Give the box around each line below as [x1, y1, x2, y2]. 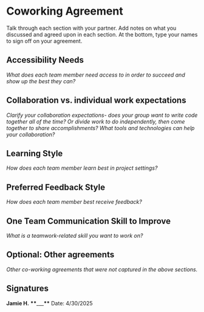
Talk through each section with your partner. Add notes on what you [6, 24, 177, 32]
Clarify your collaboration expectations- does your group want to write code [6, 111, 198, 119]
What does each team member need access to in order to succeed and [6, 71, 185, 78]
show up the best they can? [6, 77, 76, 85]
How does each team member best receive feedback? [6, 198, 143, 206]
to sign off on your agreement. [6, 37, 83, 44]
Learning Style [6, 148, 63, 159]
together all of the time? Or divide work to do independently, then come [6, 117, 185, 125]
